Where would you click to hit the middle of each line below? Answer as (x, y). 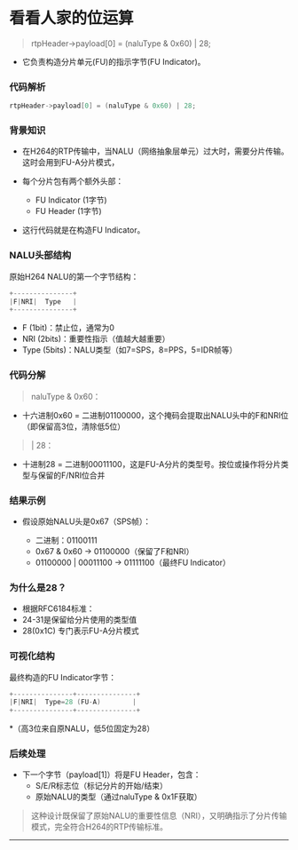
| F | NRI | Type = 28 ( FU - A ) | (73, 703)
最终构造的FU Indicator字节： (63, 677)
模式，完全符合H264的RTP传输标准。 (99, 827)
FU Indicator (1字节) (71, 200)
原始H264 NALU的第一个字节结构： (74, 276)
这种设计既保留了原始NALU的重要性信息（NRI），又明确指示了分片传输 (159, 816)
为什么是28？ (38, 587)
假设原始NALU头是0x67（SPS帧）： (86, 521)
